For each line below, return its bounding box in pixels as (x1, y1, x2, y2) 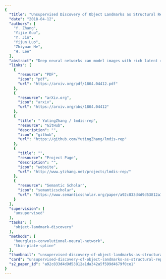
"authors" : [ (9, 21, 36, 26)
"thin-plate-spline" (13, 243, 56, 248)
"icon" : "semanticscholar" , (17, 187, 76, 192)
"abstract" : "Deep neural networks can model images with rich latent (9, 58, 158, 63)
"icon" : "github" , (17, 132, 56, 137)
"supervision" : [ (9, 206, 45, 211)
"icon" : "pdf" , (17, 77, 50, 82)
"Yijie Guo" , (13, 30, 41, 35)
